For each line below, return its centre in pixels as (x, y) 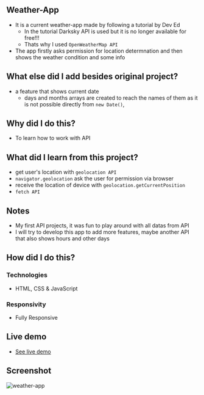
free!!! (32, 38)
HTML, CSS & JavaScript (46, 288)
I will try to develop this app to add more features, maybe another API (102, 232)
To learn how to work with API (53, 138)
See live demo (33, 352)
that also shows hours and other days (62, 238)
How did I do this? (41, 258)
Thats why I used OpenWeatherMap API (71, 44)
